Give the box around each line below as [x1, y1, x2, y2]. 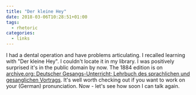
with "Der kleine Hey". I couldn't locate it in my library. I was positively [6, 58, 174, 65]
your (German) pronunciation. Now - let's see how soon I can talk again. [6, 83, 180, 89]
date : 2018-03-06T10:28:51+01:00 [6, 14, 88, 20]
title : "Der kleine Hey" [6, 8, 67, 15]
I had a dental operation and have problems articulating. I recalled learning [6, 52, 185, 58]
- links [11, 36, 30, 41]
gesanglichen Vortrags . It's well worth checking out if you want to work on [6, 76, 185, 83]
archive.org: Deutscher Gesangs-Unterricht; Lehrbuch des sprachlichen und [6, 71, 190, 77]
